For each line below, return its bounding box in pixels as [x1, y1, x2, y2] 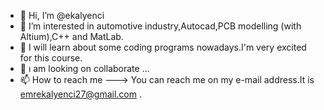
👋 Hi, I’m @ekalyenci [19, 10, 105, 21]
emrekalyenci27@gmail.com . [19, 88, 142, 100]
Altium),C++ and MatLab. [19, 31, 124, 42]
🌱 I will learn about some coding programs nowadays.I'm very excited [19, 41, 307, 53]
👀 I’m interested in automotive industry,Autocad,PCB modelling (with [19, 20, 302, 32]
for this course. [19, 52, 83, 64]
